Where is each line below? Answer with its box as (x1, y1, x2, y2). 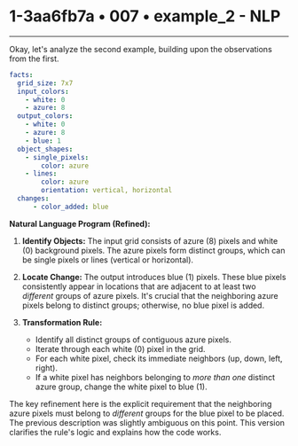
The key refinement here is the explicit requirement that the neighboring (9, 398, 272, 409)
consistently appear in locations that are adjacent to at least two (21, 281, 256, 292)
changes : (17, 194, 50, 203)
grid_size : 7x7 (17, 78, 74, 88)
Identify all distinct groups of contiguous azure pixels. (35, 334, 232, 345)
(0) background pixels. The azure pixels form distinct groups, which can (21, 245, 286, 255)
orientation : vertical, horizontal (41, 186, 173, 195)
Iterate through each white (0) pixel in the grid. (35, 343, 206, 354)
